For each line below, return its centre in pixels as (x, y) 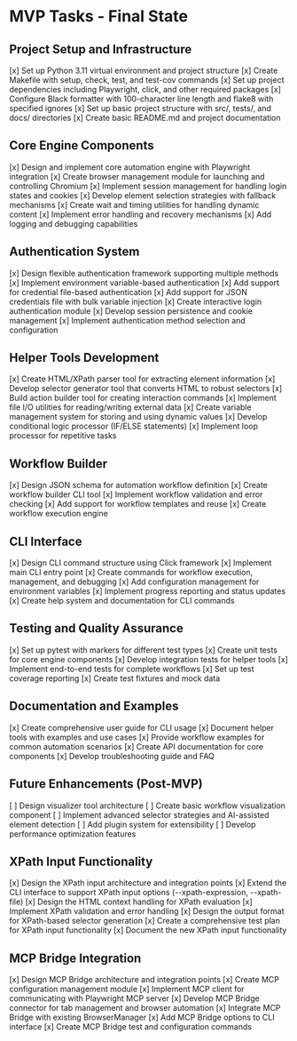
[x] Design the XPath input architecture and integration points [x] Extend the (148, 883)
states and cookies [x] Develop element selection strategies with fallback (143, 195)
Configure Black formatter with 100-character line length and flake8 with (141, 99)
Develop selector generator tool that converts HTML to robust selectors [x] (146, 388)
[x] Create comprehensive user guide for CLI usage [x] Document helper (142, 727)
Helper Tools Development (84, 358)
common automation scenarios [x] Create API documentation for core (137, 746)
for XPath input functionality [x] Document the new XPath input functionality (148, 930)
